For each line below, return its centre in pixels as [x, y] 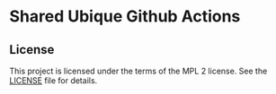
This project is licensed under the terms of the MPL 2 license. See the [138, 71]
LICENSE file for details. [53, 81]
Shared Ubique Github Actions [125, 17]
